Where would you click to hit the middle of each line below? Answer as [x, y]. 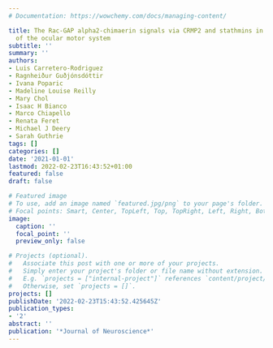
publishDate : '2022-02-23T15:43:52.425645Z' [85, 301]
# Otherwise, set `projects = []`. [72, 286]
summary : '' [28, 54]
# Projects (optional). [49, 256]
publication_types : [41, 309]
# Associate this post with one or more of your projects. [114, 264]
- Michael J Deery [39, 129]
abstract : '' [30, 324]
